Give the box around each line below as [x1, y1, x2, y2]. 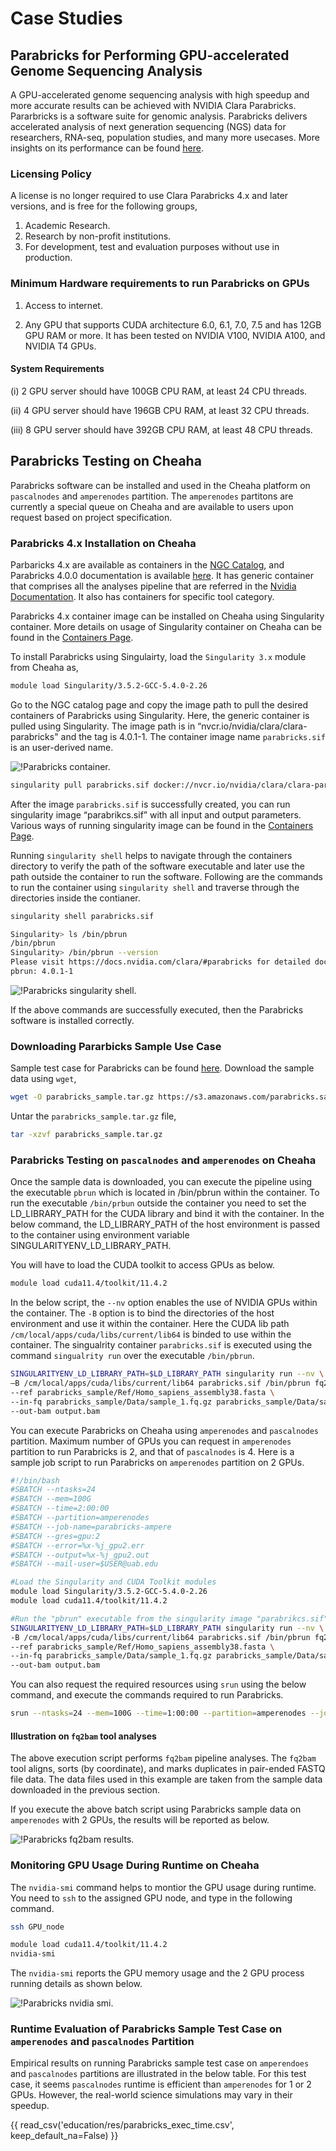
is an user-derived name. [10, 741, 114, 753]
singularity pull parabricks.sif [10, 780, 150, 790]
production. [24, 252, 73, 264]
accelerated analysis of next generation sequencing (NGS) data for [10, 121, 287, 132]
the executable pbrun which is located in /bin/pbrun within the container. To [10, 1187, 320, 1199]
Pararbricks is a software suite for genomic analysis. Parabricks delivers [10, 110, 308, 122]
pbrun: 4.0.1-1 [10, 967, 74, 977]
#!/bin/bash [10, 1475, 60, 1486]
